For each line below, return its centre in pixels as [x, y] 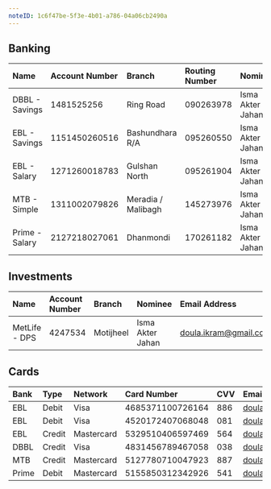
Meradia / [144, 200]
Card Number [151, 394]
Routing [200, 71]
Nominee [154, 305]
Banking [29, 49]
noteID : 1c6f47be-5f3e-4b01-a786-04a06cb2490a [88, 16]
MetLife [27, 328]
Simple [25, 209]
